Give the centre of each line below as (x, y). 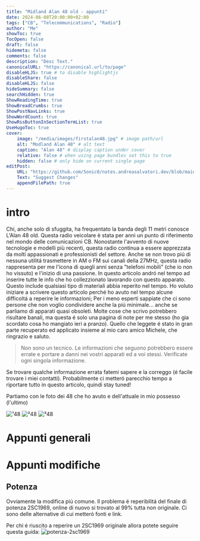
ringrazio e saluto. (28, 336)
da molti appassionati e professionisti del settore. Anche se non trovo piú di (99, 254)
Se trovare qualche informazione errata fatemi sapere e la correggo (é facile (99, 372)
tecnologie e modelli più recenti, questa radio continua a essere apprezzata (99, 248)
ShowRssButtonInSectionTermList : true (54, 122)
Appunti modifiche (54, 465)
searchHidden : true (30, 95)
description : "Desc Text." (40, 61)
